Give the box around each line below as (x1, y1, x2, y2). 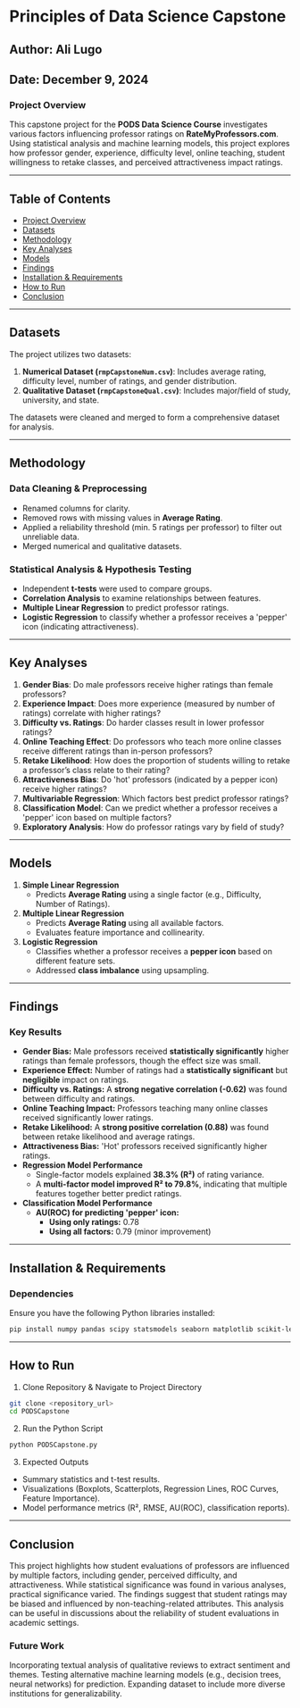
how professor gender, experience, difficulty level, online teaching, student (9, 147, 286, 158)
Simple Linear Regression (21, 879, 120, 890)
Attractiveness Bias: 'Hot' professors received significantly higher (21, 1141, 268, 1152)
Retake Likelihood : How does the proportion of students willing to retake (21, 754, 290, 765)
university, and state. (21, 395, 100, 405)
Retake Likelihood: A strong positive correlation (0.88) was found (21, 1122, 270, 1133)
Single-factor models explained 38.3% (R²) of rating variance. (35, 1170, 265, 1180)
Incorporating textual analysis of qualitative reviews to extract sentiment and (9, 1660, 291, 1671)
